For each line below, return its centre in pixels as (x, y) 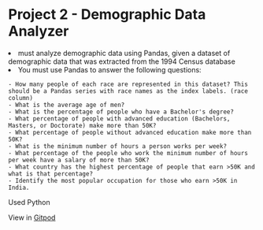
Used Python (30, 202)
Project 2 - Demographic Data (107, 15)
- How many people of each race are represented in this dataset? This (128, 84)
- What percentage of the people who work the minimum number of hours (128, 153)
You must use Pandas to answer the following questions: (110, 69)
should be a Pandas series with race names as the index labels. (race (128, 91)
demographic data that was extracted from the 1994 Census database (122, 61)
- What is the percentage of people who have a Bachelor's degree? (121, 112)
